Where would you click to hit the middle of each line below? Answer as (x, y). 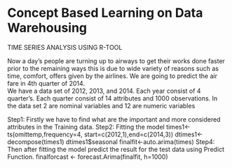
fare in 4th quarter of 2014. (46, 83)
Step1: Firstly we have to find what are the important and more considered (114, 119)
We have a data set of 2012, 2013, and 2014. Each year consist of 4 (104, 91)
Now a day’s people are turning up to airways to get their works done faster (116, 60)
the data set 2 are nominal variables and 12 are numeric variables (101, 105)
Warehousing (47, 28)
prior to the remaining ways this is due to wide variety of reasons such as (113, 68)
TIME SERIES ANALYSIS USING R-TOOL (65, 47)
